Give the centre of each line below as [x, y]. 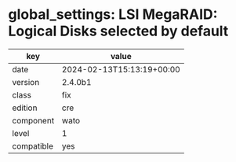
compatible [33, 145]
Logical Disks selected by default [118, 31]
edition [25, 108]
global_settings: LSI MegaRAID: [113, 15]
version [26, 82]
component [33, 120]
